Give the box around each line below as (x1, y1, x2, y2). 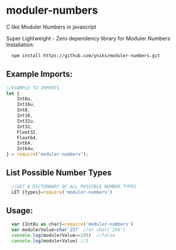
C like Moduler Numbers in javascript (6, 23, 97, 30)
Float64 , (17, 135, 39, 140)
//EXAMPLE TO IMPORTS (6, 85, 60, 91)
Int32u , (17, 118, 36, 124)
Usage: (6, 205, 34, 215)
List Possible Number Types (6, 168, 112, 178)
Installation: (6, 41, 34, 48)
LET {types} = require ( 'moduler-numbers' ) (11, 189, 113, 195)
